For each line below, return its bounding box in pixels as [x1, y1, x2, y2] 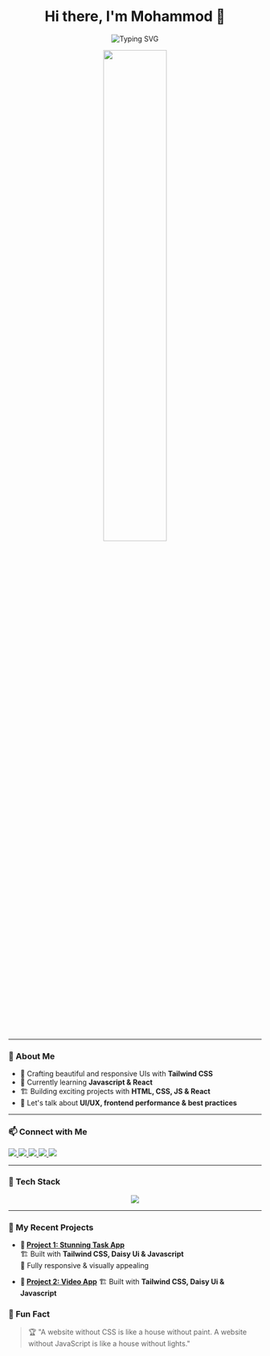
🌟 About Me [8, 1051, 55, 1062]
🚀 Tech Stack [8, 1176, 61, 1188]
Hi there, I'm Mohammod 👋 [44, 7, 226, 26]
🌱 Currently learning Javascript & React [19, 1077, 153, 1087]
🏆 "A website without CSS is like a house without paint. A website [27, 1327, 247, 1337]
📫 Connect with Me [8, 1126, 88, 1138]
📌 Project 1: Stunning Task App [19, 1240, 125, 1250]
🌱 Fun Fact [8, 1308, 51, 1320]
